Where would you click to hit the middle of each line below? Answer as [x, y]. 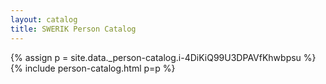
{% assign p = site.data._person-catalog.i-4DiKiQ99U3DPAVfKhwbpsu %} [163, 57]
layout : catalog [44, 19]
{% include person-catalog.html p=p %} [93, 68]
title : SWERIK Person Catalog [73, 29]
